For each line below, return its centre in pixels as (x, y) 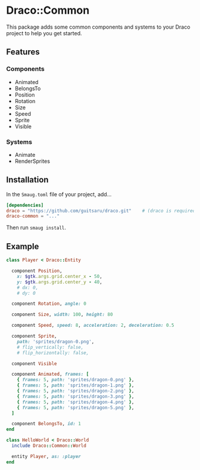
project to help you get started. (44, 33)
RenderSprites (32, 161)
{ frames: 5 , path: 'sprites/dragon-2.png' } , (76, 391)
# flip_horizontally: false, (53, 352)
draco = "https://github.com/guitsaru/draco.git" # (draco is (89, 211)
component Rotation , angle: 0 (49, 304)
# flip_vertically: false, (50, 347)
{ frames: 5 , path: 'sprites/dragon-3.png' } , (76, 396)
